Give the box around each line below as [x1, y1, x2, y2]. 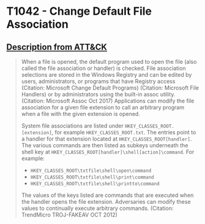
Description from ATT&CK [6, 42, 107, 52]
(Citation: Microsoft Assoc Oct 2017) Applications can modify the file [21, 97, 195, 104]
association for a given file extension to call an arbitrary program [21, 104, 185, 111]
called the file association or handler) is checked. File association [21, 64, 186, 72]
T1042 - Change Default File [6, 4, 152, 18]
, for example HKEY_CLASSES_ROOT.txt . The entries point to [51, 129, 196, 136]
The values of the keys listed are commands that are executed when [21, 191, 194, 199]
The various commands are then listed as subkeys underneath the [21, 142, 188, 149]
